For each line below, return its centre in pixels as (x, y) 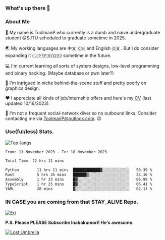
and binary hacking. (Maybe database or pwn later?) (60, 73)
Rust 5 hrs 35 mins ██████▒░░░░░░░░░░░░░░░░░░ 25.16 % (79, 175)
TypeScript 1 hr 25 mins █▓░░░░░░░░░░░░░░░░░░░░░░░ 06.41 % (79, 184)
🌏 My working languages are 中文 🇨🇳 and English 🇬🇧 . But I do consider (82, 48)
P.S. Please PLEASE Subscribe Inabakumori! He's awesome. (69, 222)
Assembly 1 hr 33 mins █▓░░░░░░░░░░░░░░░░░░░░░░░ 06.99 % (79, 179)
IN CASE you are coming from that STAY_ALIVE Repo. (72, 202)
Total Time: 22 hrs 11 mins (35, 161)
